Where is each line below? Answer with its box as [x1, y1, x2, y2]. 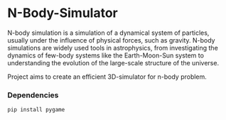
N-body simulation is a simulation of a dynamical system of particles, [7, 28, 210, 37]
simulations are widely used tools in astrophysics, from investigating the [7, 43, 218, 52]
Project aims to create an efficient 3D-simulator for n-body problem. [7, 72, 208, 81]
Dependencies [7, 90, 59, 100]
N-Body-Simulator [7, 5, 119, 21]
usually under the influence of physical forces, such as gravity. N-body [7, 36, 215, 44]
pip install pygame [7, 107, 65, 114]
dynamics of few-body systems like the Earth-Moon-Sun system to [7, 51, 205, 60]
